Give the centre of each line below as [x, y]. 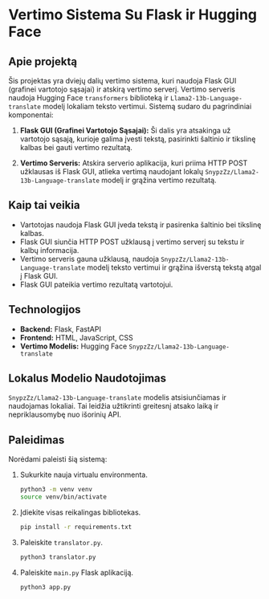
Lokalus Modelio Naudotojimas [88, 379]
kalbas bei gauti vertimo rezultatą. [76, 147]
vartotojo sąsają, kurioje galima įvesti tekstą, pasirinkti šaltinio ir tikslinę [138, 139]
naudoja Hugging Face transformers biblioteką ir [88, 98]
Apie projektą [43, 61]
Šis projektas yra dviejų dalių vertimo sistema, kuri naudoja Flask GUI [122, 81]
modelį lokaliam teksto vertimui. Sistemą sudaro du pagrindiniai [147, 106]
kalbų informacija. [49, 250]
